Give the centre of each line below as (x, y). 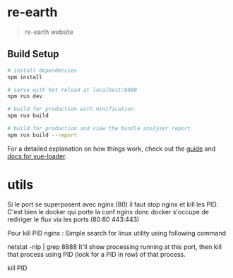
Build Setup (33, 54)
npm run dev (25, 96)
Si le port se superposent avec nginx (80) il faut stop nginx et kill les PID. (113, 204)
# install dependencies (42, 70)
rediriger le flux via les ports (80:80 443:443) (73, 219)
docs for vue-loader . (37, 156)
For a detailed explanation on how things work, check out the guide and (112, 149)
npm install (25, 77)
